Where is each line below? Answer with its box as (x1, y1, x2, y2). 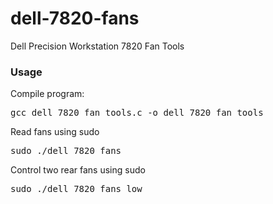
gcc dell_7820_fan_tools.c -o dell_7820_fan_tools (10, 107, 264, 119)
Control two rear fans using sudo (10, 164, 146, 176)
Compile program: (10, 88, 85, 100)
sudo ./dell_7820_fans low (10, 183, 143, 195)
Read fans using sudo (10, 126, 100, 138)
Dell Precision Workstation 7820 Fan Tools (10, 40, 185, 52)
